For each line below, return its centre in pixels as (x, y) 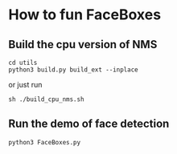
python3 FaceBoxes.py (45, 142)
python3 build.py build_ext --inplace (73, 70)
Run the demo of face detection (89, 124)
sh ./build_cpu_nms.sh (46, 99)
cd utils (23, 63)
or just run (25, 85)
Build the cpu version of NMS (83, 45)
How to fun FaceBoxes (85, 15)
